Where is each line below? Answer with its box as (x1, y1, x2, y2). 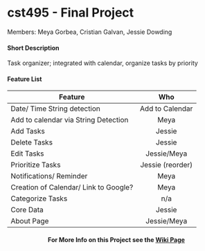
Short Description (7, 44, 60, 52)
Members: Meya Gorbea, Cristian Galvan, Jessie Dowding (7, 28, 172, 36)
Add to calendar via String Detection (10, 115, 129, 125)
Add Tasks (10, 127, 45, 136)
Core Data (10, 205, 44, 215)
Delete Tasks (10, 138, 53, 147)
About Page (10, 216, 49, 226)
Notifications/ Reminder (10, 171, 88, 181)
